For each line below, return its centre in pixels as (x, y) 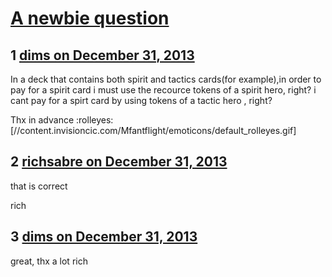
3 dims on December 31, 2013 (104, 237)
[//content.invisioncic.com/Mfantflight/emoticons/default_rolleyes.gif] (153, 130)
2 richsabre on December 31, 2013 (119, 162)
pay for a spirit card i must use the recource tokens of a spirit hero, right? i (163, 90)
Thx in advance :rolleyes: (62, 120)
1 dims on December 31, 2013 (102, 55)
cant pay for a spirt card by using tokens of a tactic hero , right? (141, 100)
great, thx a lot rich (49, 261)
